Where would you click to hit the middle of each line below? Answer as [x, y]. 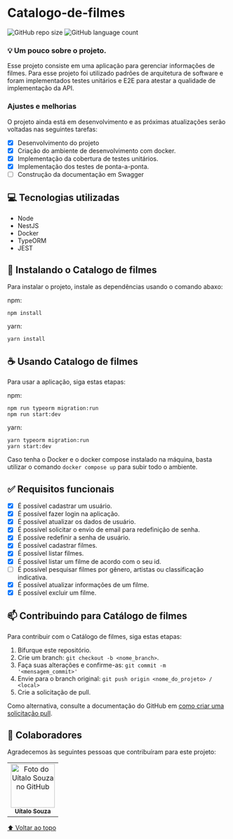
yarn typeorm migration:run [48, 441]
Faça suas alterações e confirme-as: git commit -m [92, 665]
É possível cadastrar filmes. [57, 546]
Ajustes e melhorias [42, 107]
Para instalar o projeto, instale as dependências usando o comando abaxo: [115, 287]
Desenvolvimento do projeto [58, 142]
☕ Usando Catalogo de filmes [73, 362]
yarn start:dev [29, 447]
